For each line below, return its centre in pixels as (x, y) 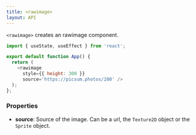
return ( (23, 62)
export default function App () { (48, 57)
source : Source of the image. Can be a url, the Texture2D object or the (103, 119)
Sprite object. (32, 125)
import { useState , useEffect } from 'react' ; (66, 46)
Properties (22, 106)
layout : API (21, 18)
